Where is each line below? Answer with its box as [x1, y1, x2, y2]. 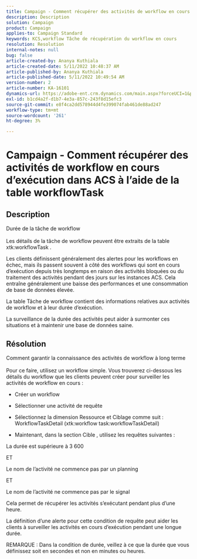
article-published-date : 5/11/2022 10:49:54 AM [6, 74, 125, 80]
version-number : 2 [6, 80, 51, 86]
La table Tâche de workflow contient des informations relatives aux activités [6, 298, 190, 305]
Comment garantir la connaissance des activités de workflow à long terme [6, 354, 186, 361]
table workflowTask [6, 186, 104, 199]
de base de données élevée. [6, 287, 74, 294]
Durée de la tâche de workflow [6, 225, 81, 232]
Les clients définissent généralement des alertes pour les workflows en [6, 255, 179, 262]
